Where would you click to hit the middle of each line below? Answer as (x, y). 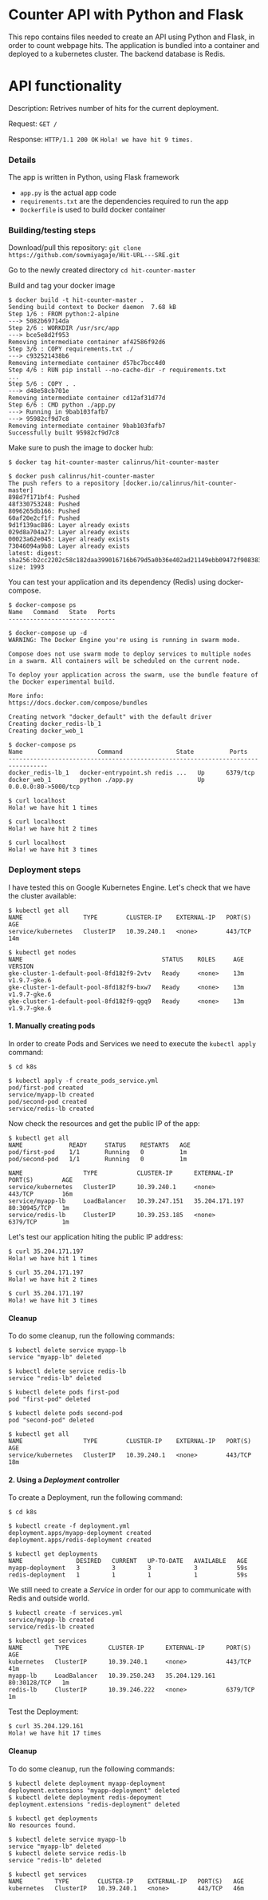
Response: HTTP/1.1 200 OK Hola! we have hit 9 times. (101, 139)
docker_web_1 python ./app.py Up (106, 780)
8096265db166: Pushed (44, 512)
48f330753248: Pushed (44, 505)
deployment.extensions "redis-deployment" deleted (94, 1804)
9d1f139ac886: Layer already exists (69, 526)
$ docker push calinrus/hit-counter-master (82, 477)
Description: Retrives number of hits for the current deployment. (114, 108)
